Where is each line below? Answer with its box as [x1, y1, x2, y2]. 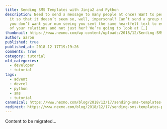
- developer [9, 63, 35, 68]
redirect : [5, 105, 26, 110]
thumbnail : [5, 30, 28, 35]
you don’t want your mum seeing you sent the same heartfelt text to [9, 21, 157, 26]
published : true [5, 40, 39, 45]
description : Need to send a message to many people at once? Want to [5, 12, 155, 17]
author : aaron [5, 35, 35, 40]
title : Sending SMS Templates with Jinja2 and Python [5, 7, 119, 12]
